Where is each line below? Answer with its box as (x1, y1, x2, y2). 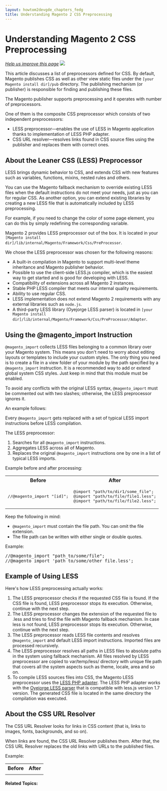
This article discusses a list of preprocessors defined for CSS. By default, (5, 71, 156, 77)
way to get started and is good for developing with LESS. (12, 275, 129, 281)
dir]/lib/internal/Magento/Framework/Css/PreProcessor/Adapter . (12, 316, 148, 322)
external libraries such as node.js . (12, 301, 83, 307)
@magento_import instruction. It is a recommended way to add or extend (5, 365, 151, 371)
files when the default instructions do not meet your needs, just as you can (5, 190, 159, 196)
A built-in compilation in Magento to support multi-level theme (12, 259, 140, 265)
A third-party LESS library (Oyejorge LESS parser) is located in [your (12, 306, 153, 312)
